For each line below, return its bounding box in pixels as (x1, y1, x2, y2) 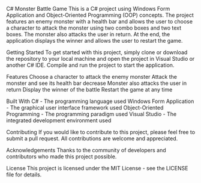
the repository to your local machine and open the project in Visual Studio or (6, 55, 195, 62)
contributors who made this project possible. (6, 153, 117, 160)
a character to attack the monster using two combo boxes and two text (6, 24, 182, 31)
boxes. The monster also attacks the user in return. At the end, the (6, 31, 170, 38)
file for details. (6, 171, 42, 178)
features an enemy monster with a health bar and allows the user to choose (6, 18, 193, 25)
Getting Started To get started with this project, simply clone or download (6, 49, 188, 56)
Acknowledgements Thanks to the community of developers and (6, 147, 166, 154)
